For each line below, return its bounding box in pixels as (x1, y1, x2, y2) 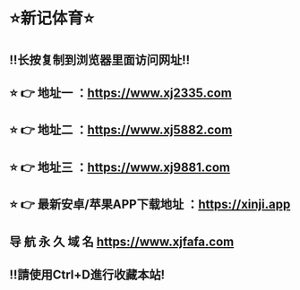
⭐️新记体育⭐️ (9, 8, 95, 29)
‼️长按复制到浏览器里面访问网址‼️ (9, 52, 191, 67)
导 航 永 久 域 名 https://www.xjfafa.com (9, 234, 235, 249)
